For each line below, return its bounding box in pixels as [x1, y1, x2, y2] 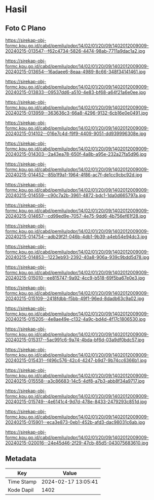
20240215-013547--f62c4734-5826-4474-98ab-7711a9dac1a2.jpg [5, 48, 145, 54]
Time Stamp [8, 478, 37, 485]
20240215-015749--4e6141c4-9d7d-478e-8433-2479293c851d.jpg [5, 398, 147, 405]
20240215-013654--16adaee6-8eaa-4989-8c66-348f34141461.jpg [5, 69, 146, 75]
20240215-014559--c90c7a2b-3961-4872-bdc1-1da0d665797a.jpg [5, 192, 146, 198]
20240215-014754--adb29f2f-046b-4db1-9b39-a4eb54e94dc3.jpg [5, 234, 148, 240]
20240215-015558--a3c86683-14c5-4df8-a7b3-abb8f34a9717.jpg [5, 378, 145, 384]
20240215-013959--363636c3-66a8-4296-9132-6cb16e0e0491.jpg [5, 110, 148, 116]
